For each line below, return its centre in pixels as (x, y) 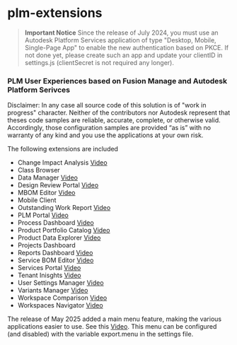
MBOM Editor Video (46, 193)
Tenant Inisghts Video (49, 275)
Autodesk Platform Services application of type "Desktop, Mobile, (121, 40)
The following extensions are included (63, 149)
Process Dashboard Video (56, 223)
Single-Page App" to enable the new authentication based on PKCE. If (126, 47)
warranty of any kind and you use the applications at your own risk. (105, 135)
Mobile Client (37, 200)
